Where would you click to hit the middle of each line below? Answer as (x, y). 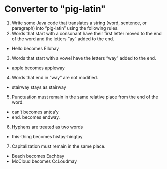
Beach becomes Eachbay (38, 156)
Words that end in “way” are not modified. (55, 77)
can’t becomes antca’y (35, 112)
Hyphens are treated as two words (47, 127)
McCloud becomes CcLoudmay (44, 161)
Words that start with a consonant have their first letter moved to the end (87, 33)
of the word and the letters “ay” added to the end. (63, 39)
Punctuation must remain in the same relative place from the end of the (85, 97)
